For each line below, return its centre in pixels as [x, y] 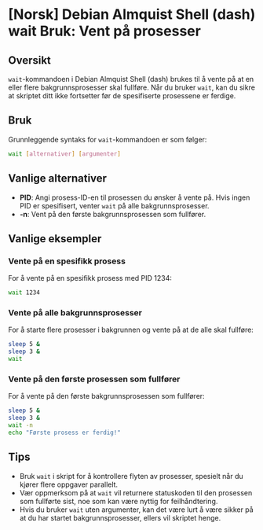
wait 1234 [24, 293]
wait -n [21, 425]
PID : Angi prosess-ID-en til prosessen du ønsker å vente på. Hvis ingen [135, 197]
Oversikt [29, 60]
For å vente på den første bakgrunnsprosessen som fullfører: [107, 396]
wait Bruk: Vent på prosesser [105, 31]
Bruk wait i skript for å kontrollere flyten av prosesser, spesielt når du [131, 476]
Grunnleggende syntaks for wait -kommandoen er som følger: [108, 139]
